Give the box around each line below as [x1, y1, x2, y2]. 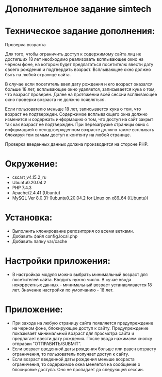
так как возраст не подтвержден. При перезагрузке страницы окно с [5, 121, 149, 127]
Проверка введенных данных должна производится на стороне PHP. [5, 141, 149, 147]
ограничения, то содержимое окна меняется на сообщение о [12, 361, 141, 367]
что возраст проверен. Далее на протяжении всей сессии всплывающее [5, 91, 158, 98]
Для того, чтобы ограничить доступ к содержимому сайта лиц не [5, 51, 142, 57]
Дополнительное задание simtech [5, 3, 152, 15]
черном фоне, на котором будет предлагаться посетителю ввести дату [5, 62, 154, 68]
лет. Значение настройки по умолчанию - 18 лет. [12, 287, 114, 292]
